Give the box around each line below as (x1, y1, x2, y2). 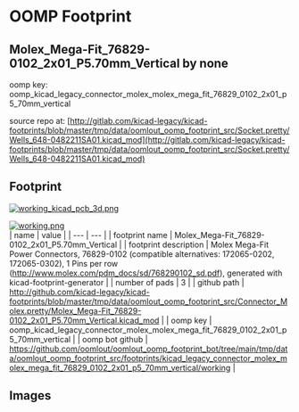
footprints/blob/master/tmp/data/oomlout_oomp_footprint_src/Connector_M (9, 296, 288, 307)
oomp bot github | (81, 334, 149, 344)
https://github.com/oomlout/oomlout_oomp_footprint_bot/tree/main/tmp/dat (9, 343, 288, 354)
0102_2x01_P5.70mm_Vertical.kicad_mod (9, 315, 160, 325)
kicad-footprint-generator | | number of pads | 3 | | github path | (9, 276, 245, 287)
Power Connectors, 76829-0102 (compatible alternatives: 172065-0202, (9, 248, 275, 260)
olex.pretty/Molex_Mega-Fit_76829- (9, 305, 142, 316)
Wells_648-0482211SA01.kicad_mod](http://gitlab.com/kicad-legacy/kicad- (9, 135, 286, 144)
